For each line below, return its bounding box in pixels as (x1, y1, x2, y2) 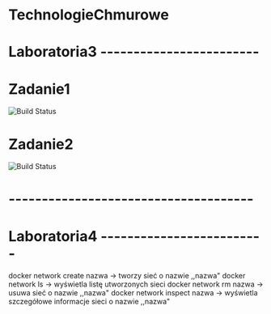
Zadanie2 (8, 135, 74, 153)
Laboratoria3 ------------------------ (8, 43, 260, 62)
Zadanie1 (8, 79, 70, 98)
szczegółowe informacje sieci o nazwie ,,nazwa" (8, 297, 171, 307)
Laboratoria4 (8, 227, 98, 245)
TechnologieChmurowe (8, 6, 170, 24)
